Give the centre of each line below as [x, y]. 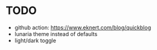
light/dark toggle [35, 40]
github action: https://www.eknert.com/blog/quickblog [83, 27]
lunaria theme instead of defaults [56, 34]
